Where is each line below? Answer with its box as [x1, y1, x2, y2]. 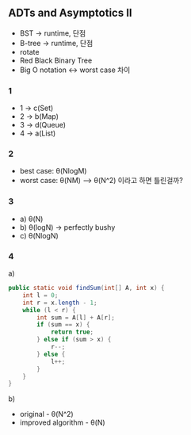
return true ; [50, 328, 94, 336]
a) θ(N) [19, 214, 44, 223]
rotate [19, 47, 40, 56]
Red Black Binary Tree [19, 55, 93, 65]
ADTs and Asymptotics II [8, 6, 132, 20]
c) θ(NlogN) [19, 231, 59, 240]
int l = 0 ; [22, 291, 59, 300]
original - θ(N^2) [19, 410, 74, 419]
